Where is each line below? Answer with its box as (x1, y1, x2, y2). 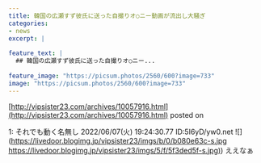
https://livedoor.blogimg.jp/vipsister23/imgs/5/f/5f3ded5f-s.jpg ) (8, 145, 221, 155)
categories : (8, 19, 48, 27)
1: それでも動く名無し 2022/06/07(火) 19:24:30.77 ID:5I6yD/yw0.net (8, 127, 234, 136)
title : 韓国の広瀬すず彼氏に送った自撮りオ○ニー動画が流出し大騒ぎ (8, 11, 206, 20)
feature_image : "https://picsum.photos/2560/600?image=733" (8, 72, 216, 80)
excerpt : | (8, 34, 45, 43)
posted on (170, 110, 204, 119)
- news (8, 27, 31, 35)
